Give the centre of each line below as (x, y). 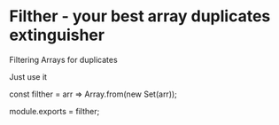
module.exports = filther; (54, 111)
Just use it (28, 76)
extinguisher (57, 35)
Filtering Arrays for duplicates (63, 59)
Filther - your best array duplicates (140, 16)
